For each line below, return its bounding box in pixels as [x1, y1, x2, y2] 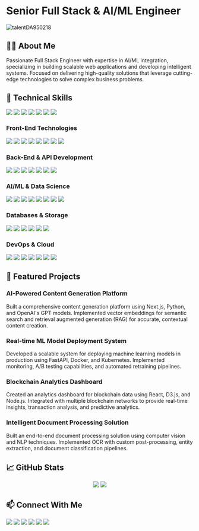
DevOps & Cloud [6, 240, 55, 249]
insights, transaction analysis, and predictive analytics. [6, 403, 140, 411]
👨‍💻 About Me [6, 41, 56, 51]
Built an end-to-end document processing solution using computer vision [6, 432, 186, 439]
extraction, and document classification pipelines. [6, 444, 128, 451]
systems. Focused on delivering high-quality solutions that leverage [6, 69, 172, 77]
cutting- [173, 69, 193, 77]
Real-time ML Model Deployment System [6, 336, 127, 345]
